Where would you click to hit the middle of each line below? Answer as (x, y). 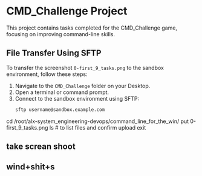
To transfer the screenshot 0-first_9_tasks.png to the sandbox (85, 68)
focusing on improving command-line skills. (60, 34)
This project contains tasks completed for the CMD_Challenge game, (92, 28)
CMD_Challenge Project (67, 11)
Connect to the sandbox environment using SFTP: (77, 98)
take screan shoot (41, 147)
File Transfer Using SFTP (54, 53)
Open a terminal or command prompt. (62, 92)
